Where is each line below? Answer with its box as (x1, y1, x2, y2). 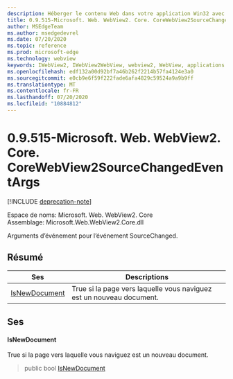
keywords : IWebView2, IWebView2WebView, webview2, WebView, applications (7, 62, 225, 69)
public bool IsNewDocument (24, 364, 105, 373)
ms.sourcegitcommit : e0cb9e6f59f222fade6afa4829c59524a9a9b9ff (7, 74, 194, 82)
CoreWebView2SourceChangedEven (7, 160, 224, 175)
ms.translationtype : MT (7, 81, 76, 88)
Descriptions (125, 272, 169, 281)
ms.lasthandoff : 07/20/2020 (7, 94, 89, 101)
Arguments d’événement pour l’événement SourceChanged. (7, 231, 178, 240)
